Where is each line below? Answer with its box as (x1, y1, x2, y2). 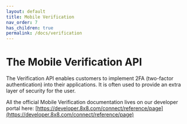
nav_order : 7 (6, 19, 38, 25)
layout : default (6, 8, 46, 15)
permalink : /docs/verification (6, 30, 82, 36)
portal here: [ (6, 105, 38, 112)
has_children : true (6, 25, 54, 31)
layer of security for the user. (6, 87, 76, 94)
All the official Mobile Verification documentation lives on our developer (6, 99, 178, 106)
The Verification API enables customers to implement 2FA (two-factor (6, 75, 174, 82)
